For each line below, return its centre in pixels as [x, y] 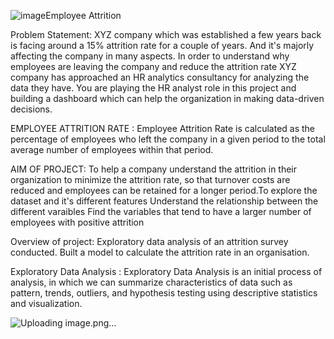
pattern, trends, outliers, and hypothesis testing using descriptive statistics [164, 293]
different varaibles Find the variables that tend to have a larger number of [161, 211]
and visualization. [46, 303]
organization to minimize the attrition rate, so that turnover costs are [150, 179]
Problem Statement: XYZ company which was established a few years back [166, 34]
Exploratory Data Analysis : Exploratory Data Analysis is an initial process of [166, 271]
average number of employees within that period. [112, 149]
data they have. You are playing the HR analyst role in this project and [153, 88]
